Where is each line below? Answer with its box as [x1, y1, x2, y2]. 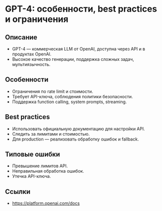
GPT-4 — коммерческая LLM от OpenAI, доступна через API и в [12, 46, 145, 52]
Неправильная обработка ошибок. [12, 168, 84, 174]
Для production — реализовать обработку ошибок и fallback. [12, 136, 139, 142]
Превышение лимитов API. [12, 163, 68, 169]
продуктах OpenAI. [12, 51, 52, 57]
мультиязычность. [12, 62, 51, 67]
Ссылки [5, 187, 31, 195]
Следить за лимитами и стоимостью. [12, 131, 90, 137]
